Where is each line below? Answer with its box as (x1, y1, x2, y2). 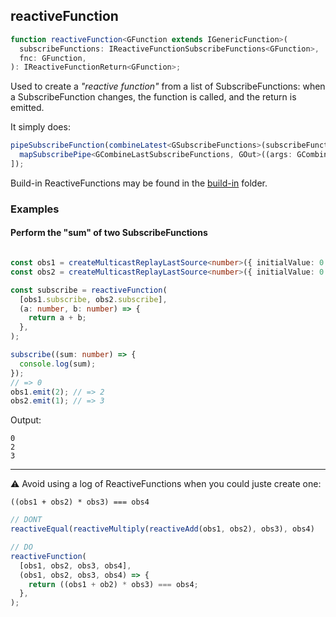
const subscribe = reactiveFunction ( (10, 285, 168, 295)
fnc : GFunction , (19, 53, 87, 63)
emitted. (10, 102, 45, 114)
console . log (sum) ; (19, 359, 97, 369)
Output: (10, 414, 42, 426)
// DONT (10, 515, 43, 525)
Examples (10, 202, 60, 216)
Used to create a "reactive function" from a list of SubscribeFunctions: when (10, 80, 326, 93)
